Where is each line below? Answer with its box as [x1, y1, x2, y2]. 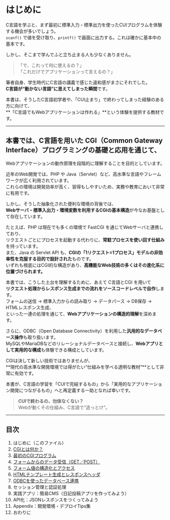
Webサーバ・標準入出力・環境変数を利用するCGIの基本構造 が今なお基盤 [6, 207, 156, 213]
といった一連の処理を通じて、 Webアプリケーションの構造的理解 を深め [6, 311, 153, 317]
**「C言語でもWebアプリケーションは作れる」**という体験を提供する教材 [6, 109, 160, 115]
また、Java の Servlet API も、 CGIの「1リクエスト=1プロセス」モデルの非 [6, 249, 159, 255]
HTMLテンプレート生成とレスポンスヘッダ [13, 471, 101, 478]
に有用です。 [6, 190, 32, 196]
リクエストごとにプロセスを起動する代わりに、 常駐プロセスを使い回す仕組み [6, 237, 165, 243]
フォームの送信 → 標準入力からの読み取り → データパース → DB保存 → [6, 298, 152, 304]
